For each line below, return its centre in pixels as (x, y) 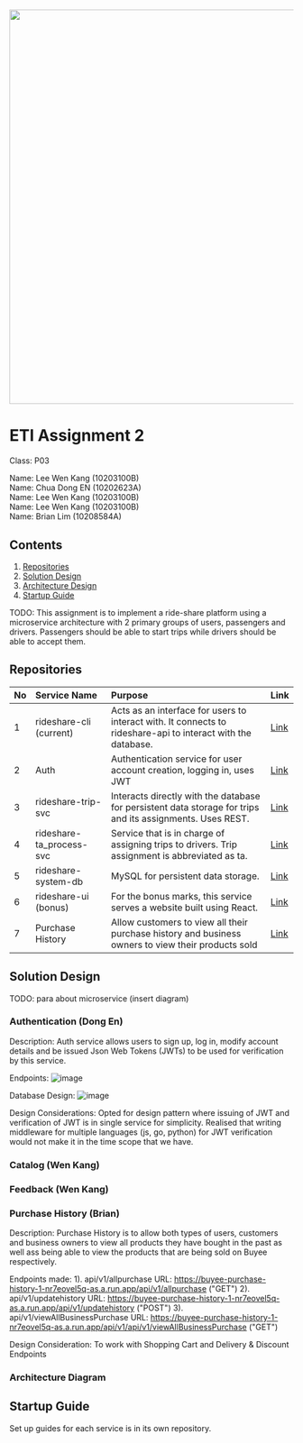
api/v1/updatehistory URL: (57, 1298)
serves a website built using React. (185, 908)
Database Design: (42, 1095)
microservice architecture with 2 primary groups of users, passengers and (147, 622)
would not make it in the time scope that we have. (101, 1141)
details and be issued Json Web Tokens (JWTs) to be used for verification (147, 1051)
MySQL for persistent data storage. (185, 876)
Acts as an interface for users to (179, 710)
